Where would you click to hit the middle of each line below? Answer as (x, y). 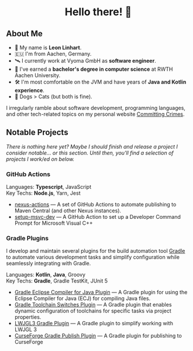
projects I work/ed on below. (40, 159)
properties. (28, 317)
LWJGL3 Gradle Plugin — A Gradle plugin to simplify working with (94, 324)
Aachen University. (37, 75)
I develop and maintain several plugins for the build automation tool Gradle (96, 251)
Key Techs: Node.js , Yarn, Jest (43, 193)
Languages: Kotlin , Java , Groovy (46, 275)
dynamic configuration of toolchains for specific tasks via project (93, 311)
